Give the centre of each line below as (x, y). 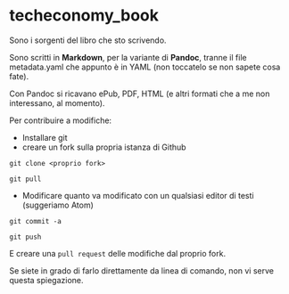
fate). (19, 76)
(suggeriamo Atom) (58, 205)
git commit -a (36, 221)
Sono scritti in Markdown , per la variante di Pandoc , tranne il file (128, 57)
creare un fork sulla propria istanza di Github (104, 147)
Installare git (45, 137)
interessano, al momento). (57, 102)
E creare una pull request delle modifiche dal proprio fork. (117, 253)
